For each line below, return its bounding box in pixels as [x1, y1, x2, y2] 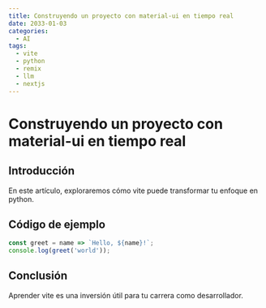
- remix [15, 65, 42, 73]
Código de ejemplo [8, 217, 105, 231]
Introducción [8, 164, 75, 178]
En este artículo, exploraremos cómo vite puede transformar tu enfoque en [8, 186, 258, 195]
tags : [8, 42, 27, 50]
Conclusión [8, 269, 68, 283]
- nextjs [15, 79, 45, 88]
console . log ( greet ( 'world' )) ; [8, 246, 111, 255]
